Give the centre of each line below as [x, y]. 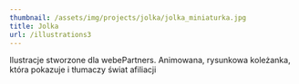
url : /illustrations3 [51, 34]
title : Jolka [34, 26]
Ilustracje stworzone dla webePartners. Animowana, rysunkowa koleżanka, [150, 61]
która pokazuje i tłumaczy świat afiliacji [83, 70]
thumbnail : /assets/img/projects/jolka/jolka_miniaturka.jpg [128, 18]
